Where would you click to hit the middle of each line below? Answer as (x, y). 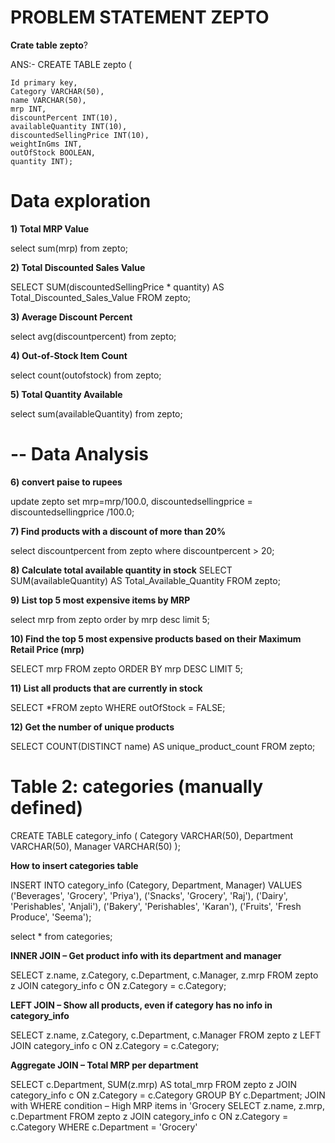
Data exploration (81, 201)
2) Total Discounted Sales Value (78, 267)
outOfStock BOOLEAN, (53, 152)
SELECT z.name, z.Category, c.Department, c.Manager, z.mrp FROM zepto (164, 975)
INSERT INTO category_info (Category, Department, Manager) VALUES (156, 885)
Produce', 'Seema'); (51, 917)
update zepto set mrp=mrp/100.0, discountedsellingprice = (131, 501)
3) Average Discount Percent (71, 317)
